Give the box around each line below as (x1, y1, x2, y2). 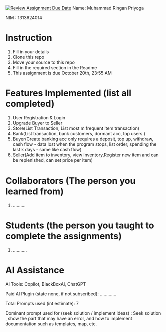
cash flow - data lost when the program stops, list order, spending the (12, 141, 157, 147)
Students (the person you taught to (5, 220, 154, 231)
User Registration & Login (12, 114, 66, 120)
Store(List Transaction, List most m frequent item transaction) (12, 125, 139, 131)
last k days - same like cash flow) (12, 146, 82, 152)
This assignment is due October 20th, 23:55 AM (12, 70, 112, 76)
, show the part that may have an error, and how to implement (5, 315, 133, 321)
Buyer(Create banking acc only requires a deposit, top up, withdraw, (12, 136, 154, 142)
